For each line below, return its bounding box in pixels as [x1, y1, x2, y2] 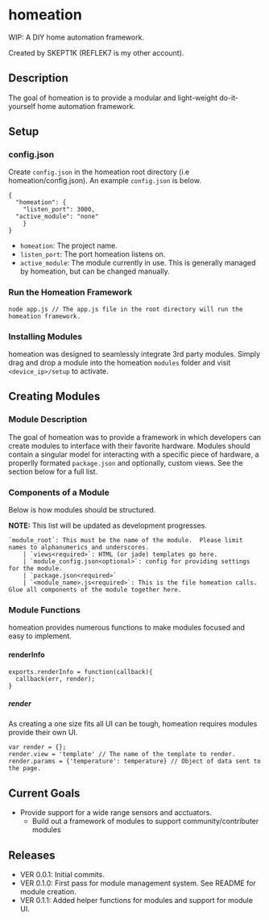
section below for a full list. [8, 466, 98, 476]
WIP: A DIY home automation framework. [8, 32, 145, 42]
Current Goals [8, 786, 81, 800]
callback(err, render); [15, 675, 95, 683]
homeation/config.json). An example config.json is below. [8, 176, 201, 186]
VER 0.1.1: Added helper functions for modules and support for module [19, 896, 254, 905]
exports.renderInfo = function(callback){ [8, 667, 153, 675]
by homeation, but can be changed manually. [19, 266, 171, 276]
